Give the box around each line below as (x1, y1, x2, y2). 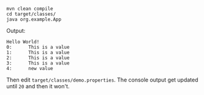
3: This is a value (6, 60, 70, 66)
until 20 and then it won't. (6, 83, 70, 90)
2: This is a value (6, 55, 70, 61)
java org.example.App (6, 16, 62, 23)
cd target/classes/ (6, 11, 56, 17)
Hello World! (6, 39, 40, 45)
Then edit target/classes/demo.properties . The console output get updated (6, 76, 198, 83)
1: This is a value (6, 49, 70, 55)
